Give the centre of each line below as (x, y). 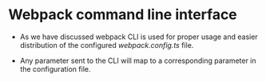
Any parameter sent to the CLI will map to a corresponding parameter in (138, 61)
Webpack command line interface (123, 15)
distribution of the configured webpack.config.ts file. (107, 45)
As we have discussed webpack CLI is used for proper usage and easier (139, 37)
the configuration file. (55, 68)
